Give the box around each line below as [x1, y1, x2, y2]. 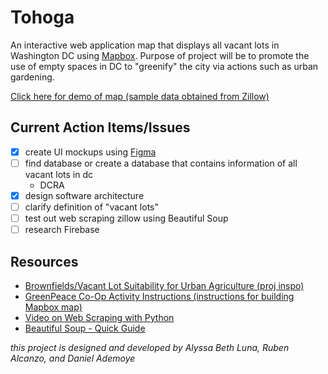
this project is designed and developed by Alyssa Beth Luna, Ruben [10, 341, 290, 353]
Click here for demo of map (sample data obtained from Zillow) [10, 90, 270, 102]
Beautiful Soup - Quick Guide [24, 322, 146, 334]
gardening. [10, 71, 55, 83]
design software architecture [24, 189, 145, 201]
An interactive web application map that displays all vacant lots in [10, 39, 280, 51]
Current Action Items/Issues [10, 119, 191, 136]
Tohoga [10, 6, 75, 29]
